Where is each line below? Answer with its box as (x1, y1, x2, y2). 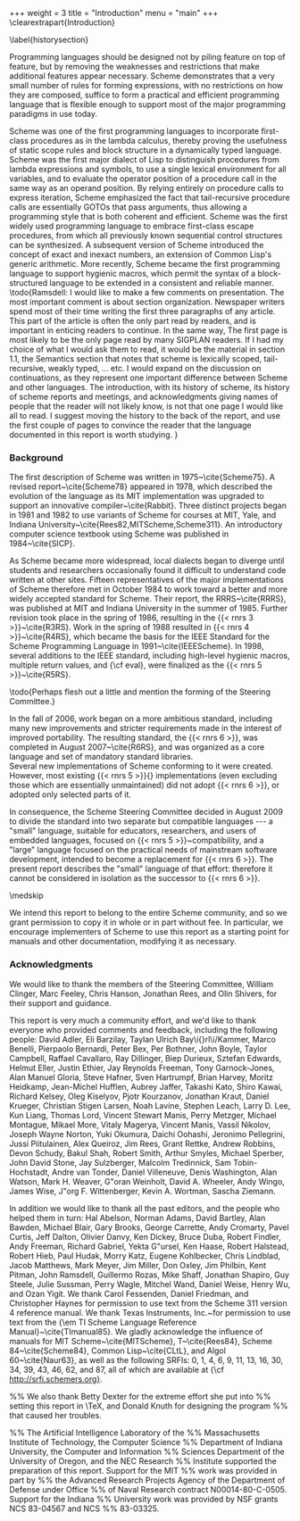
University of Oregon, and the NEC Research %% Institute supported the (9, 1455, 277, 1467)
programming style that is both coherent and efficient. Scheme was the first (9, 212, 288, 221)
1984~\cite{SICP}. (9, 538, 76, 549)
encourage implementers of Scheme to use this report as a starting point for (9, 927, 289, 937)
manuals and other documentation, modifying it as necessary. (9, 936, 237, 947)
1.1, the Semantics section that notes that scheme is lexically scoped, (9, 353, 262, 364)
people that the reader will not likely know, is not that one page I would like (9, 401, 284, 411)
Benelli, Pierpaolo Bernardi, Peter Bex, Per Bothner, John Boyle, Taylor (9, 1043, 268, 1054)
